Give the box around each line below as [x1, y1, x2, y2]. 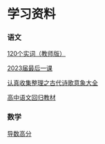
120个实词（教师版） [7, 50, 66, 58]
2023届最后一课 [7, 64, 53, 72]
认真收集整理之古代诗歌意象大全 [7, 79, 98, 87]
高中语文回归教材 [7, 94, 56, 102]
